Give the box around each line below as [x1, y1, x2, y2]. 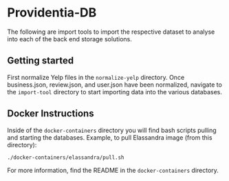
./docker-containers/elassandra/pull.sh [7, 153, 125, 161]
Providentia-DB [7, 5, 97, 21]
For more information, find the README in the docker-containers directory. [7, 167, 219, 175]
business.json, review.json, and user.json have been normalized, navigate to [7, 81, 222, 89]
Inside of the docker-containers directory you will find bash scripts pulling [7, 126, 217, 134]
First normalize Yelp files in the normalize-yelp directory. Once [7, 73, 185, 81]
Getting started [7, 55, 74, 67]
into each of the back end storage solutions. [7, 34, 132, 43]
